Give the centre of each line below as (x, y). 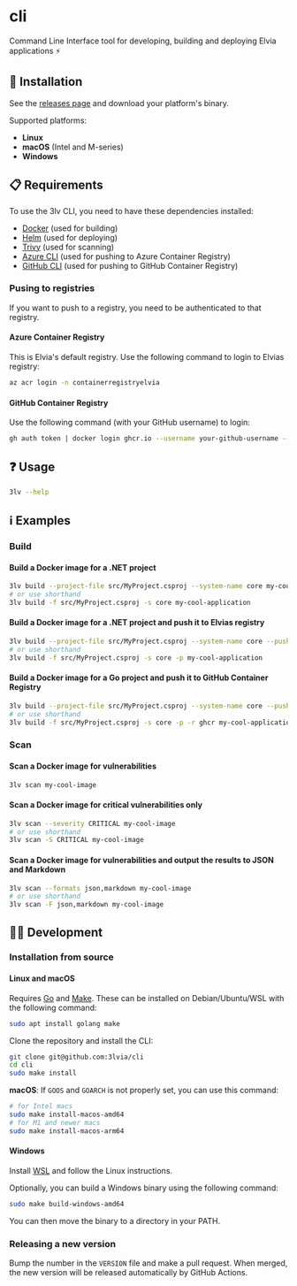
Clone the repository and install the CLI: (81, 1040)
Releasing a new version (63, 1244)
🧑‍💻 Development (56, 932)
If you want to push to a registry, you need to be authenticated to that (136, 308)
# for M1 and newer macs (55, 1122)
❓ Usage (32, 467)
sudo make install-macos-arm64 (67, 1131)
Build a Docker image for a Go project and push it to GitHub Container (139, 677)
